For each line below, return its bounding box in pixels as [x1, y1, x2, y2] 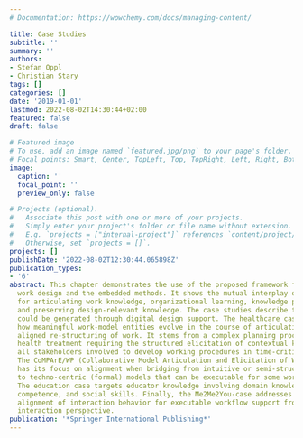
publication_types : [9, 264, 83, 273]
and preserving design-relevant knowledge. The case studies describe [17, 305, 289, 314]
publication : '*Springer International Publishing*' [9, 415, 212, 424]
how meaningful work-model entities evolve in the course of [17, 322, 252, 331]
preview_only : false [17, 189, 95, 198]
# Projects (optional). [9, 205, 99, 214]
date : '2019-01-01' [9, 97, 83, 106]
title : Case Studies [9, 29, 87, 39]
